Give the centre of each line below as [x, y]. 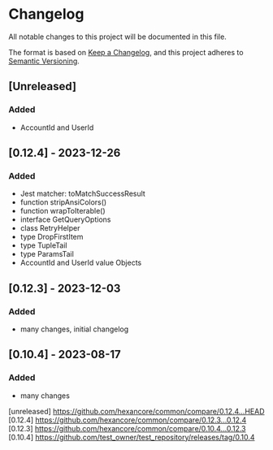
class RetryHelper [50, 228]
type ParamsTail [47, 254]
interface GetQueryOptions [65, 219]
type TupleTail [43, 245]
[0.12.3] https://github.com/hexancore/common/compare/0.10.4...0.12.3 [127, 428]
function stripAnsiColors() [63, 202]
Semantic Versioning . [44, 61]
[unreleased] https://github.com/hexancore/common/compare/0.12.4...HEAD [136, 411]
